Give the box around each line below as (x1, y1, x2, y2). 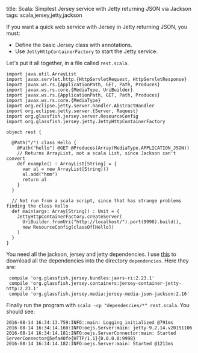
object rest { (6, 129, 42, 135)
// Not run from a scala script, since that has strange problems (11, 198, 182, 204)
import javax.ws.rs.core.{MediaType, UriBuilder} (6, 87, 134, 93)
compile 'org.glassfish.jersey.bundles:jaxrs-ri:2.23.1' (8, 275, 155, 281)
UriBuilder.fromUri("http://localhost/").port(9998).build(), (22, 219, 182, 225)
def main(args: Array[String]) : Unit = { (11, 208, 120, 214)
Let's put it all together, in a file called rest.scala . (6, 60, 129, 66)
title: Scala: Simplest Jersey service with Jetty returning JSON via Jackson (6, 5, 191, 12)
